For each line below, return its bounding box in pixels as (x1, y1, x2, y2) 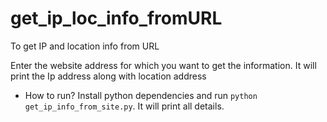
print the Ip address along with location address (10, 70, 207, 82)
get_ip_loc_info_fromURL (10, 7, 223, 30)
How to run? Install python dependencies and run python (24, 89, 258, 101)
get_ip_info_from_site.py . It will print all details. (24, 100, 225, 112)
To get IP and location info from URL (10, 40, 160, 52)
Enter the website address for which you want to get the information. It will (10, 59, 317, 71)
